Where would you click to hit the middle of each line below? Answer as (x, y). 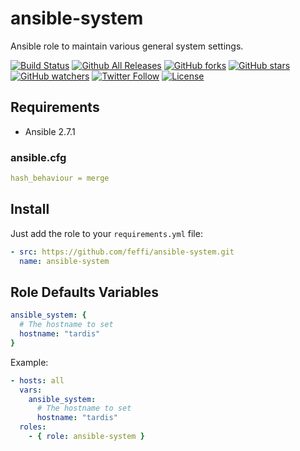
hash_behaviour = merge (60, 178)
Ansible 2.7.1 (50, 131)
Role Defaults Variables (85, 292)
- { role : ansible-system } (86, 437)
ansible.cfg (38, 157)
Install (30, 209)
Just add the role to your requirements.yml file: (106, 233)
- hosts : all (37, 380)
